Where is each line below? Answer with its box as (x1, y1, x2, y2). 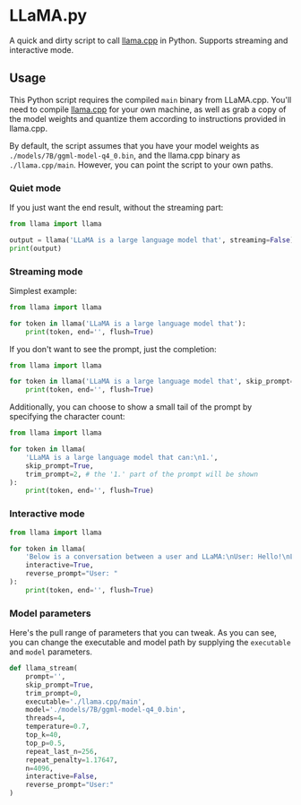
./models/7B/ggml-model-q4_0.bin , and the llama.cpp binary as (9, 150, 241, 160)
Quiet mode (9, 181, 61, 194)
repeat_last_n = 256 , (25, 747, 99, 756)
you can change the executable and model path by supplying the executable (9, 637, 291, 648)
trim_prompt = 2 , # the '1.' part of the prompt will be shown (25, 470, 258, 479)
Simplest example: (9, 285, 78, 296)
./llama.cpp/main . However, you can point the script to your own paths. (9, 159, 273, 170)
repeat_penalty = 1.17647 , (25, 755, 118, 765)
